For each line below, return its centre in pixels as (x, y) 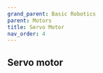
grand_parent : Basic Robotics (52, 14)
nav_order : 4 (26, 34)
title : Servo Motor (36, 27)
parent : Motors (30, 21)
